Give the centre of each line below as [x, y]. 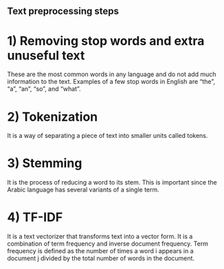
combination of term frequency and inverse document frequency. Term [108, 244]
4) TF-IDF [35, 217]
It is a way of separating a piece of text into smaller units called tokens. [108, 136]
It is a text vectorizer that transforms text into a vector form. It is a [100, 237]
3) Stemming [45, 163]
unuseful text [46, 55]
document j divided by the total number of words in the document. [101, 258]
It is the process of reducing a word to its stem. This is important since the [112, 183]
